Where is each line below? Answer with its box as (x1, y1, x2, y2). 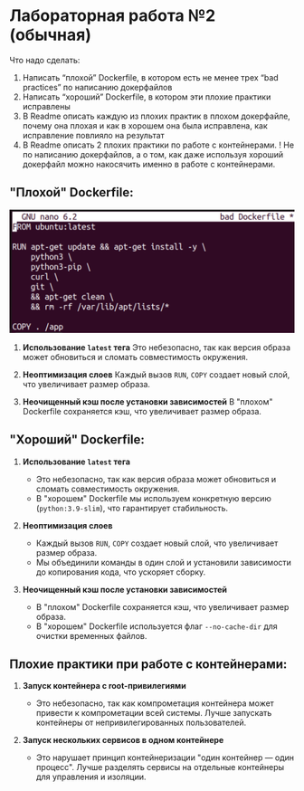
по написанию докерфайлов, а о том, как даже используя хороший (22, 148, 284, 159)
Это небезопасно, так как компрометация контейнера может (35, 698, 274, 709)
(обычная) (9, 24, 92, 45)
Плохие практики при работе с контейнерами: (9, 656, 288, 672)
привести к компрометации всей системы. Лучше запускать (35, 708, 272, 719)
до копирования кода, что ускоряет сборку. (35, 567, 206, 577)
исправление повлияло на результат (22, 129, 165, 140)
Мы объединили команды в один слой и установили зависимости (35, 557, 292, 567)
